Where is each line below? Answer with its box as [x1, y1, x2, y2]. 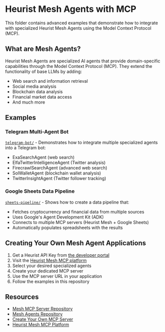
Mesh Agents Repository [12, 311, 63, 317]
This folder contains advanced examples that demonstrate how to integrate [5, 20, 158, 26]
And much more [12, 99, 45, 105]
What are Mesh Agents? [5, 45, 81, 53]
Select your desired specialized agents [12, 263, 91, 269]
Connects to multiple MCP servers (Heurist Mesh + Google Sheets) [12, 219, 149, 225]
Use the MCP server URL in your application [12, 273, 102, 279]
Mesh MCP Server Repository [12, 306, 73, 312]
